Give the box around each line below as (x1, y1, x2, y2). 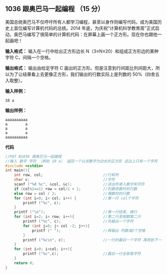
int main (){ (5, 168, 30, 173)
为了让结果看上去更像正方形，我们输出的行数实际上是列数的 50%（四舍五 (9, 71, 160, 77)
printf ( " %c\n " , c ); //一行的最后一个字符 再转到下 (23, 237, 158, 243)
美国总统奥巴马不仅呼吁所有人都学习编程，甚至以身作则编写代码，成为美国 (5, 19, 158, 25)
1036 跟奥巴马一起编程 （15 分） (5, 4, 104, 13)
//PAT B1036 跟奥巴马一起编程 (5, 154, 62, 159)
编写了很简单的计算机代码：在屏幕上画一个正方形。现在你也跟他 (26, 31, 158, 37)
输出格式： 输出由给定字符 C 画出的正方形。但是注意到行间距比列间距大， (5, 65, 156, 71)
